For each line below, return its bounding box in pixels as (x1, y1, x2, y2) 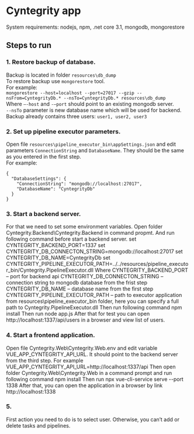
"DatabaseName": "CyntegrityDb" (16, 186, 95, 192)
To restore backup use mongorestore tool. (6, 77, 105, 84)
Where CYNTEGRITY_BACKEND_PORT (94, 266, 188, 274)
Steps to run (6, 40, 51, 50)
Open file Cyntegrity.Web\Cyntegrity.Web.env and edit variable (6, 344, 158, 351)
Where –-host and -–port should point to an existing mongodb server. (6, 100, 174, 107)
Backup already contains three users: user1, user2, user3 (6, 112, 147, 119)
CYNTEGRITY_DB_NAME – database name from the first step (6, 285, 154, 292)
